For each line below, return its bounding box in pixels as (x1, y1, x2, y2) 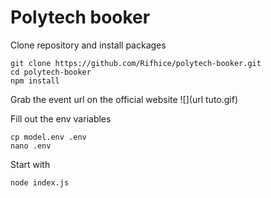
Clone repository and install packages (10, 39, 167, 51)
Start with (10, 158, 51, 170)
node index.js (10, 177, 70, 188)
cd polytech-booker (10, 67, 92, 77)
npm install (10, 76, 60, 86)
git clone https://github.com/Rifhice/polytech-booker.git (10, 58, 262, 68)
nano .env (10, 141, 52, 151)
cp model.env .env (10, 132, 87, 142)
